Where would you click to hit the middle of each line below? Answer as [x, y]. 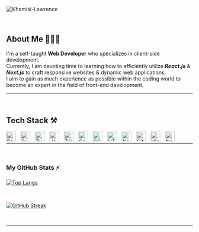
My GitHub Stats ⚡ [33, 167]
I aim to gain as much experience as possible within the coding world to [94, 78]
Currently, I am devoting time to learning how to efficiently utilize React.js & [98, 66]
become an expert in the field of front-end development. [75, 85]
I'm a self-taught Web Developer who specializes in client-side [83, 53]
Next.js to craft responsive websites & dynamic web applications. [86, 72]
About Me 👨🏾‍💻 [33, 39]
